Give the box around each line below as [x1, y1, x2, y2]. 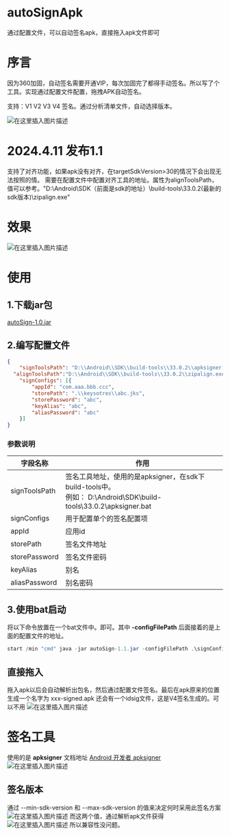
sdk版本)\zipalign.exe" [7, 193, 71, 201]
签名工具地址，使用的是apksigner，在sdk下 [65, 472, 205, 481]
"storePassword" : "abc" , [31, 396, 103, 403]
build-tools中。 [65, 482, 116, 492]
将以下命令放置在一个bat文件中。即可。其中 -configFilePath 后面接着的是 [7, 623, 215, 631]
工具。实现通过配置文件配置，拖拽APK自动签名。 [7, 87, 146, 95]
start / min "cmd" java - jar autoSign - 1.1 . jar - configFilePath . [7, 646, 194, 653]
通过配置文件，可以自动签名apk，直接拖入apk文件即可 [7, 28, 160, 36]
